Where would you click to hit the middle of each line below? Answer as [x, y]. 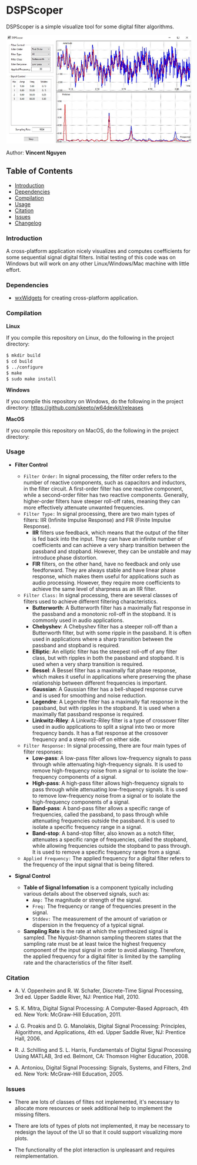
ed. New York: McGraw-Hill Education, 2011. [68, 1015]
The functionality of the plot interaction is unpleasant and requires [95, 1150]
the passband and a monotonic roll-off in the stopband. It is [104, 614]
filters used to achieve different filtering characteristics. [91, 601]
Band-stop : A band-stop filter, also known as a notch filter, [103, 833]
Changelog [28, 223]
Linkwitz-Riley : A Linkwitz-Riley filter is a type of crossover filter [111, 720]
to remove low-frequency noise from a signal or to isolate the [106, 795]
